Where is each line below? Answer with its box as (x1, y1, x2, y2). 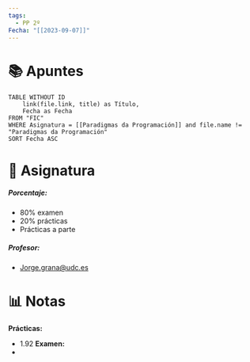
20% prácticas (19, 216, 68, 226)
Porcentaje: (8, 188, 47, 198)
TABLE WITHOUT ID (8, 93, 66, 101)
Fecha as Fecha (22, 108, 73, 116)
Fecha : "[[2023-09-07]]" (8, 26, 90, 34)
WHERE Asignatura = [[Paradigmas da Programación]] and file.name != (8, 121, 243, 129)
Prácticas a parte (19, 225, 76, 234)
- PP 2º (15, 19, 41, 27)
